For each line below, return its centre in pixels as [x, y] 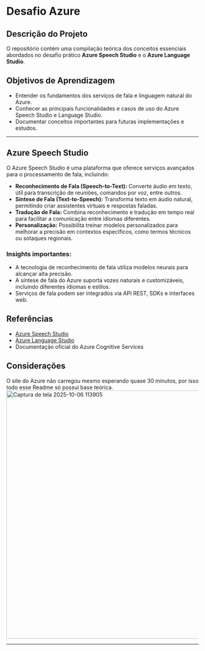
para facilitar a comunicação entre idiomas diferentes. [83, 218]
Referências [30, 319]
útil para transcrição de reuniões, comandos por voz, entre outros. [99, 192]
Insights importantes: [39, 254]
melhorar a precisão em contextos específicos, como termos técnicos [103, 231]
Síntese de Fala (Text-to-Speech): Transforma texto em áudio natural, [104, 199]
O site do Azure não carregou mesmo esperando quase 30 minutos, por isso [103, 381]
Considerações [36, 366]
